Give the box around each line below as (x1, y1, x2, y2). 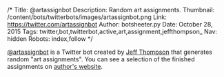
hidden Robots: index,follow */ (7, 35, 93, 43)
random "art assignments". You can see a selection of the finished (7, 55, 195, 63)
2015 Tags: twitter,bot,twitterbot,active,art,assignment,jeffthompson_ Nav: (7, 27, 218, 35)
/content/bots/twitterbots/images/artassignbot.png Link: (7, 13, 167, 21)
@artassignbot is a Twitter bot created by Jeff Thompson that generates (7, 48, 212, 56)
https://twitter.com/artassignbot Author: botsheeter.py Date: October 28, (7, 20, 213, 28)
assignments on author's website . (7, 63, 103, 70)
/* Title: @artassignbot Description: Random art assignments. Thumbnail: (7, 6, 215, 14)
